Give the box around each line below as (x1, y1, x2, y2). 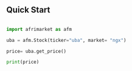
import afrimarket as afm (6, 26, 72, 32)
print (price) (6, 59, 40, 66)
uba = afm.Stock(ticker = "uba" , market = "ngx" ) (6, 37, 127, 43)
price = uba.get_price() (6, 48, 67, 54)
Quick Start (6, 5, 50, 15)
